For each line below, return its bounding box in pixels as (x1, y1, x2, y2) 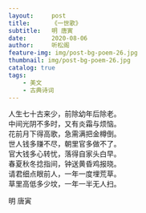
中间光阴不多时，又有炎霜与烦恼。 (8, 119, 121, 129)
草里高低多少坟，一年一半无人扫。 (8, 179, 121, 189)
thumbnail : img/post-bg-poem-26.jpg (8, 57, 131, 65)
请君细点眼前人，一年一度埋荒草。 (8, 169, 121, 179)
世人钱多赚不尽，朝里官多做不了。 (8, 139, 121, 149)
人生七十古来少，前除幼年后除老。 (8, 109, 121, 119)
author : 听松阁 (8, 42, 70, 50)
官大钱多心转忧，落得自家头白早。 (8, 149, 121, 159)
